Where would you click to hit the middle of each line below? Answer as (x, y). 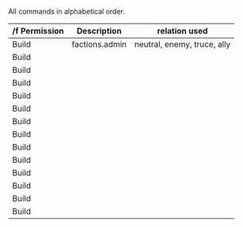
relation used (182, 31)
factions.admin (99, 44)
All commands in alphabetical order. (66, 11)
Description (99, 31)
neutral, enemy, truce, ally (182, 44)
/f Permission (38, 31)
